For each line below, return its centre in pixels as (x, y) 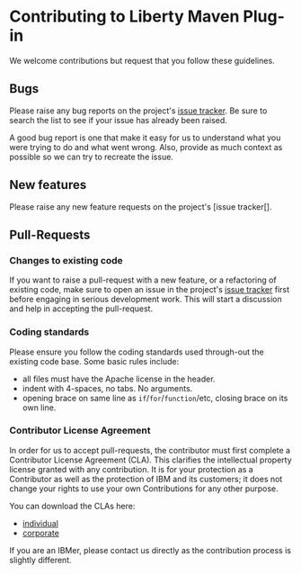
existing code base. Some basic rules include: (94, 361)
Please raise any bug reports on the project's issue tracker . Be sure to (138, 111)
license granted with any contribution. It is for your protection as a (131, 469)
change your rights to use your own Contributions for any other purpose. (144, 489)
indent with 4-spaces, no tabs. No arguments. (107, 388)
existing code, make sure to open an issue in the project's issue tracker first (150, 290)
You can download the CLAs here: (72, 506)
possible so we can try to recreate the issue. (91, 157)
